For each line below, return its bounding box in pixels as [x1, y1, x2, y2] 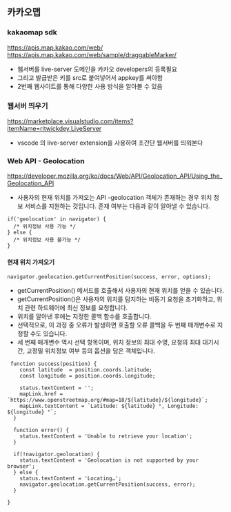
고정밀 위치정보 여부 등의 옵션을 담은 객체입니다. [26, 347, 155, 355]
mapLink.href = [19, 391, 63, 398]
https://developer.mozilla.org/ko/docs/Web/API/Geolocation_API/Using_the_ [7, 172, 223, 181]
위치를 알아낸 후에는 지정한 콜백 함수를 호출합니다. [17, 312, 152, 320]
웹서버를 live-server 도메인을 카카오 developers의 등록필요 [17, 65, 178, 73]
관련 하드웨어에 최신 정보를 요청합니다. [24, 304, 128, 312]
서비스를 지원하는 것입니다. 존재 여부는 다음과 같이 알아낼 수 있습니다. [24, 202, 210, 210]
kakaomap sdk [7, 28, 57, 37]
